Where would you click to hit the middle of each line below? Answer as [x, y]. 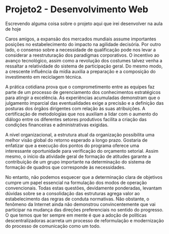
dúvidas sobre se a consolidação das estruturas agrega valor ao [73, 193]
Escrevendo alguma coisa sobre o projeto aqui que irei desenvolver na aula [84, 24]
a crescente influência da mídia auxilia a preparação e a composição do [81, 71]
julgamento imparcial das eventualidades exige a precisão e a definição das [84, 103]
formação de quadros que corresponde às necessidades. [65, 167]
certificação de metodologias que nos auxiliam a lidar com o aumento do [82, 114]
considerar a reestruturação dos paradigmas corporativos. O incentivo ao [82, 55]
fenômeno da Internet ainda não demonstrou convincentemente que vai [80, 204]
